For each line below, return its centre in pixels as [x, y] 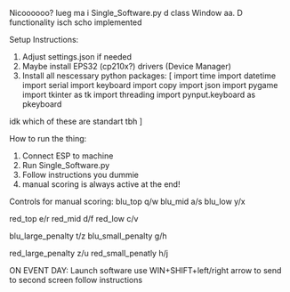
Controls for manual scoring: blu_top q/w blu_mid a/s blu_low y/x [128, 201]
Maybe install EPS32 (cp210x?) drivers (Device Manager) [126, 66]
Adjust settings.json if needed [77, 57]
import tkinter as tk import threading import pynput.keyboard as [139, 94]
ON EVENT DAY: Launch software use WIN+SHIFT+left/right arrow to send [145, 270]
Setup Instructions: [44, 40]
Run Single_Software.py [66, 165]
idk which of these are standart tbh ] [76, 121]
